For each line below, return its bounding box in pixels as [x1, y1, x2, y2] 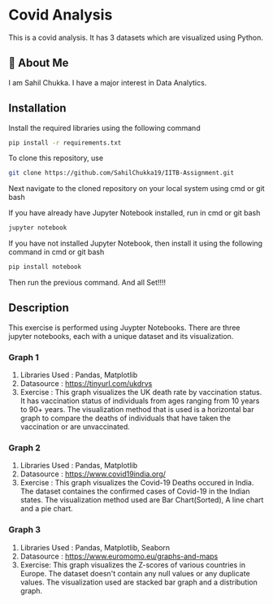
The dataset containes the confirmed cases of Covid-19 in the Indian [19, 486, 250, 497]
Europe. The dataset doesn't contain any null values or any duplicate [19, 568, 250, 578]
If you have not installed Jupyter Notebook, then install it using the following [8, 238, 262, 249]
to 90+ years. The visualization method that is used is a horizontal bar [19, 405, 254, 415]
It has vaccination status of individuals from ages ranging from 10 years [19, 396, 260, 406]
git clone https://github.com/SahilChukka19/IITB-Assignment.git [8, 169, 234, 177]
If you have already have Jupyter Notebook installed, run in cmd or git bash [8, 208, 261, 218]
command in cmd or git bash [8, 247, 105, 257]
